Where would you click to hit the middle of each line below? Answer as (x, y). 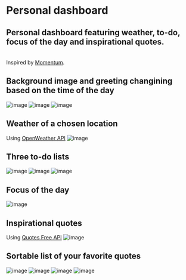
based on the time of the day (60, 90)
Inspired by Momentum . (35, 62)
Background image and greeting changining (89, 81)
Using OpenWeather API (36, 138)
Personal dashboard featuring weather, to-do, (93, 33)
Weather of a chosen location (62, 124)
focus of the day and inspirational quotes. (85, 41)
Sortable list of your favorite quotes (74, 256)
